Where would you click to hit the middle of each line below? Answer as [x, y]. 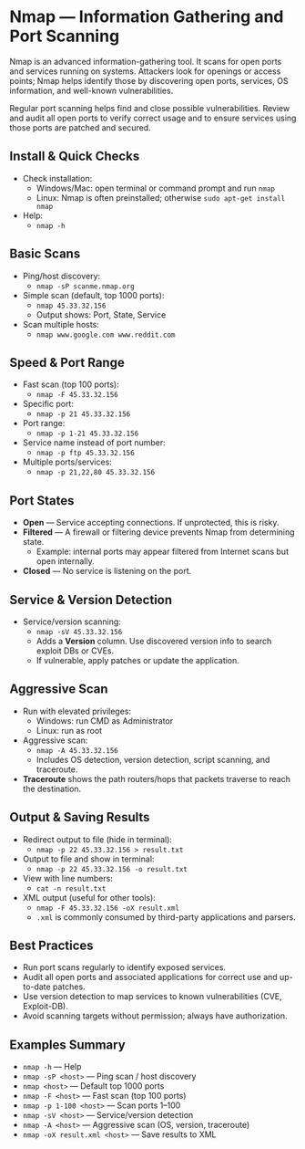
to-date [37, 987]
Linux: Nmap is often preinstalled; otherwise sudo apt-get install [161, 197]
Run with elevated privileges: [77, 711]
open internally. [65, 561]
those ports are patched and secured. [81, 127]
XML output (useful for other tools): [89, 897]
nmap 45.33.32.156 [71, 306]
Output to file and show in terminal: [88, 859]
